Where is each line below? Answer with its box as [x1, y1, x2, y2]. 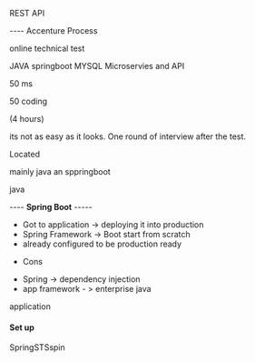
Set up [9, 322, 34, 333]
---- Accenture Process [9, 25, 98, 35]
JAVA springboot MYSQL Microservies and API [9, 61, 185, 71]
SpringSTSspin [9, 342, 65, 353]
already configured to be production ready [22, 238, 182, 249]
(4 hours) [9, 114, 44, 124]
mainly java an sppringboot [9, 166, 111, 176]
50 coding [9, 96, 48, 106]
